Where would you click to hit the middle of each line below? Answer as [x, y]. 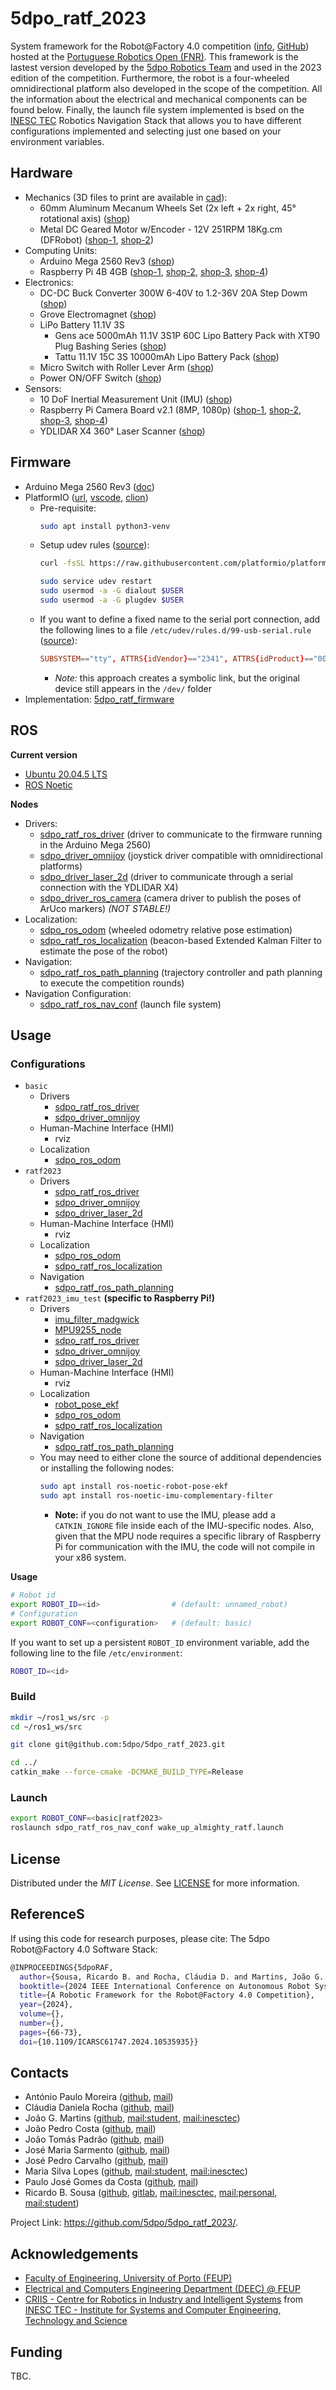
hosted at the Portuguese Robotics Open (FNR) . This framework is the [154, 56]
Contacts [40, 2073]
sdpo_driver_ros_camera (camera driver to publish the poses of [170, 898]
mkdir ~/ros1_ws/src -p [60, 1717]
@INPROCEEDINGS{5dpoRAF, [62, 1967]
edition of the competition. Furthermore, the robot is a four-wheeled [150, 78]
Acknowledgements [74, 2253]
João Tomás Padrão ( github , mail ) [94, 2139]
